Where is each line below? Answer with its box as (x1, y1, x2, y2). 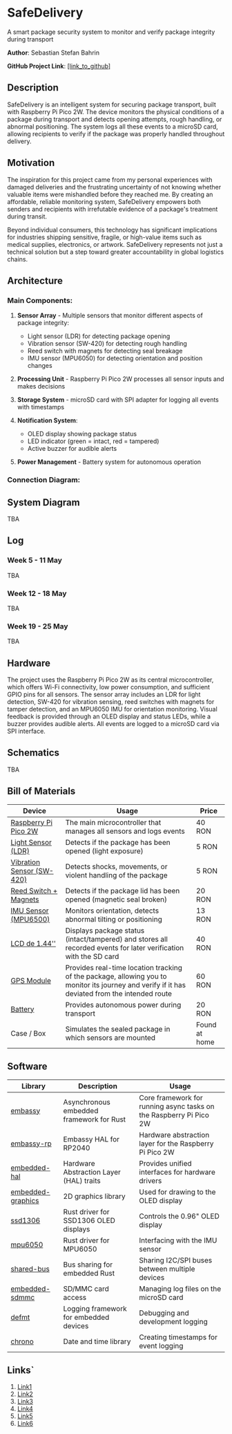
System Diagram (7, 496, 81, 508)
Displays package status (65, 925, 145, 935)
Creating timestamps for (139, 1332, 217, 1342)
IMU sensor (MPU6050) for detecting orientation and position (27, 354, 203, 362)
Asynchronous (63, 1097, 110, 1107)
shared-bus (10, 1264, 50, 1274)
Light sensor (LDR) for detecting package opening (27, 332, 171, 340)
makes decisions (17, 382, 66, 391)
